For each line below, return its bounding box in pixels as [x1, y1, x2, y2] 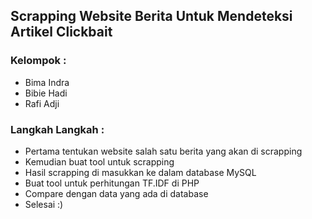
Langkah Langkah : [10, 122, 105, 136]
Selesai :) [24, 198, 64, 210]
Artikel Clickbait [10, 24, 113, 41]
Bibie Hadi [24, 87, 68, 99]
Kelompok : [10, 54, 67, 68]
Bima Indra [24, 76, 70, 88]
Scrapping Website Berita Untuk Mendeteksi [10, 8, 293, 25]
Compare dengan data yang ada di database [24, 187, 209, 199]
